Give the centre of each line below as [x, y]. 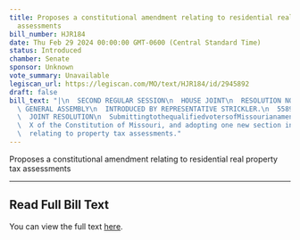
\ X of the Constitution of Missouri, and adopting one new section [149, 126]
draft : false [33, 92]
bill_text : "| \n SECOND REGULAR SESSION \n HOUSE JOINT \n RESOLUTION [145, 100]
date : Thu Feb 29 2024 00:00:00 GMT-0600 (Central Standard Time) [135, 42]
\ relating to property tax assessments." [99, 134]
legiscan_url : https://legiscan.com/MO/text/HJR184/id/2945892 [129, 84]
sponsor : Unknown [42, 68]
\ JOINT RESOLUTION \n [59, 117]
